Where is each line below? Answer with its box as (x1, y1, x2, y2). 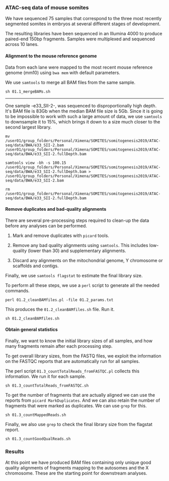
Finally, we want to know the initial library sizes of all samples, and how (5, 337, 152, 344)
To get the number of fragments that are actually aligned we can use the (5, 392, 155, 398)
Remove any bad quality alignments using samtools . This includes (12, 242, 148, 248)
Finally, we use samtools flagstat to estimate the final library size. (5, 272, 143, 278)
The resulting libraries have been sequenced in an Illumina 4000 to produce (5, 31, 162, 37)
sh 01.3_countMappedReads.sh (5, 412, 66, 417)
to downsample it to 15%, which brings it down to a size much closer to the (5, 118, 160, 125)
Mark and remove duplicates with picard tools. (12, 232, 110, 238)
